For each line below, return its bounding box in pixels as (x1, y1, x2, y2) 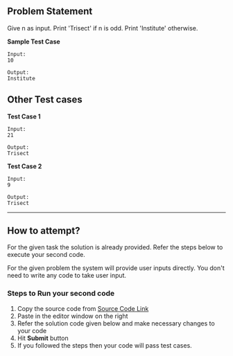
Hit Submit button (17, 334, 69, 342)
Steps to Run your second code (7, 289, 115, 299)
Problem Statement (7, 6, 93, 17)
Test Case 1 (7, 112, 41, 121)
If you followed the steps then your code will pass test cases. (17, 341, 192, 349)
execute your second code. (7, 251, 85, 259)
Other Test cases (7, 94, 83, 106)
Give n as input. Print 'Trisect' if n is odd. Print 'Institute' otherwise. (7, 24, 198, 32)
